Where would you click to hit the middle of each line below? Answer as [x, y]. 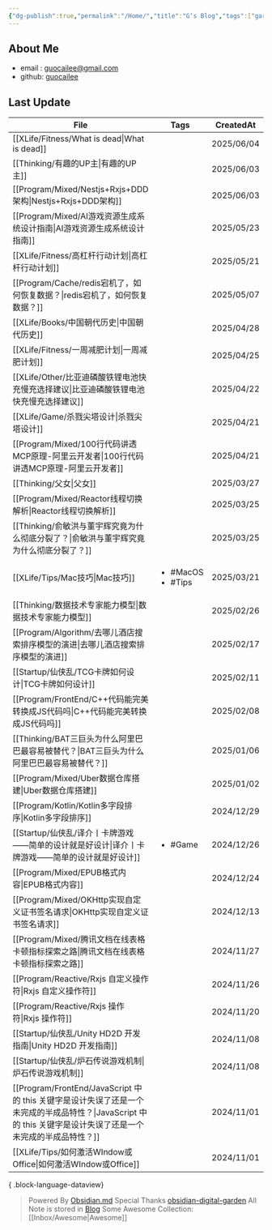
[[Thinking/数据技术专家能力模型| [76, 605]
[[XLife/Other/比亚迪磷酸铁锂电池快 [80, 378]
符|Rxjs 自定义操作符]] [55, 991]
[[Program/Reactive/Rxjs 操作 [68, 1006]
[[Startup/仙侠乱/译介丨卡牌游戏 [73, 833]
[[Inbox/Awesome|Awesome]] [78, 1218]
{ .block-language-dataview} [56, 1185]
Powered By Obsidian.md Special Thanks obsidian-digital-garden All [142, 1201]
